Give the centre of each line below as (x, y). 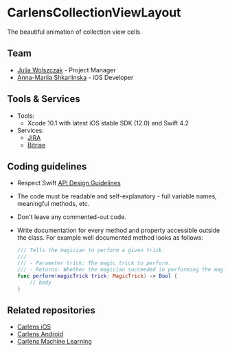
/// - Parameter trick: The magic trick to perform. (94, 263)
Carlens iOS (34, 327)
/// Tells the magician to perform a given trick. (91, 250)
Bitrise (36, 145)
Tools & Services (44, 99)
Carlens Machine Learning (55, 342)
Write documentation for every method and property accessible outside (118, 230)
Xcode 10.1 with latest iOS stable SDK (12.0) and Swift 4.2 (108, 123)
